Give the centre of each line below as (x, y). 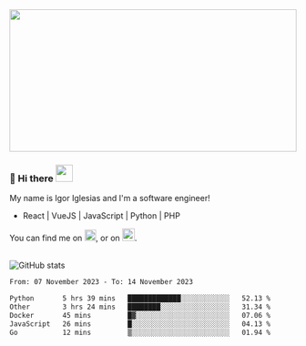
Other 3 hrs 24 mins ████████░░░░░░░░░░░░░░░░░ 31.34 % (140, 307)
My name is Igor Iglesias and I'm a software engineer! (110, 198)
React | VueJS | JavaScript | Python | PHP (101, 216)
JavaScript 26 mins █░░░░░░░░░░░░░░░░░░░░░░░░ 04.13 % (140, 324)
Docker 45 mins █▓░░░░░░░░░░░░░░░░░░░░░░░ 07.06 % (140, 315)
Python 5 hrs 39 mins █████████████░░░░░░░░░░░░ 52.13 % (140, 299)
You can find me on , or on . (73, 238)
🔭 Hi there (32, 178)
